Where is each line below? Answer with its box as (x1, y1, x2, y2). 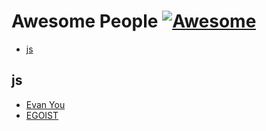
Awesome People (11, 10, 159, 33)
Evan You (25, 98, 66, 110)
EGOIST (25, 109, 59, 121)
